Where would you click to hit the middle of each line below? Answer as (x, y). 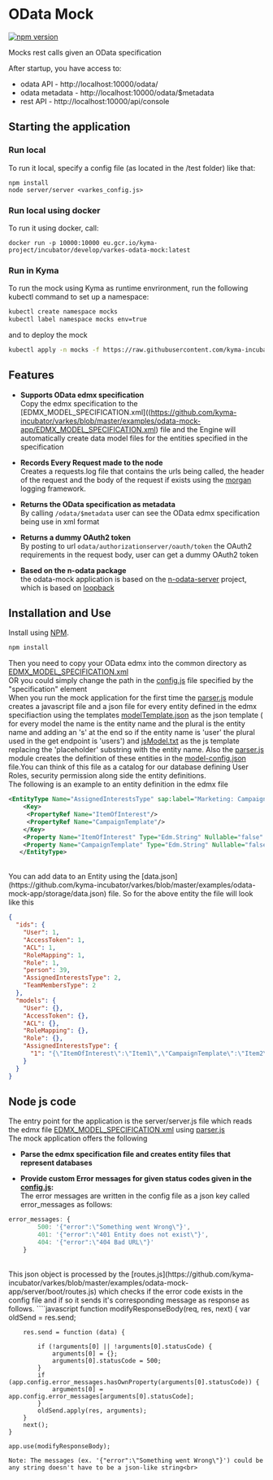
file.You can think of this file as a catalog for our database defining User (129, 767)
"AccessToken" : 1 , (54, 940)
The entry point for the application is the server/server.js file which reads (130, 1121)
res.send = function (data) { (74, 1332)
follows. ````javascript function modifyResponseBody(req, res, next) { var (130, 1308)
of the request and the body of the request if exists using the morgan (136, 479)
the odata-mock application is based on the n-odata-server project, (133, 579)
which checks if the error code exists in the (171, 1291)
